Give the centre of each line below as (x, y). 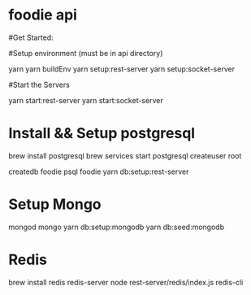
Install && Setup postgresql (102, 134)
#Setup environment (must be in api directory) (86, 53)
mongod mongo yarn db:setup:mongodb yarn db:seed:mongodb (117, 227)
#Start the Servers (39, 85)
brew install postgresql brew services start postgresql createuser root (125, 155)
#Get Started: (31, 37)
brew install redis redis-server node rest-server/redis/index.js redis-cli (126, 282)
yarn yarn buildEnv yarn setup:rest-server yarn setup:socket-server (122, 69)
